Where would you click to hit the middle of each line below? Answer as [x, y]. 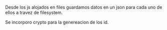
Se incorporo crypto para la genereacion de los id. [57, 22]
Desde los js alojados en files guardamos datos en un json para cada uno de [84, 7]
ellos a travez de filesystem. [34, 12]
